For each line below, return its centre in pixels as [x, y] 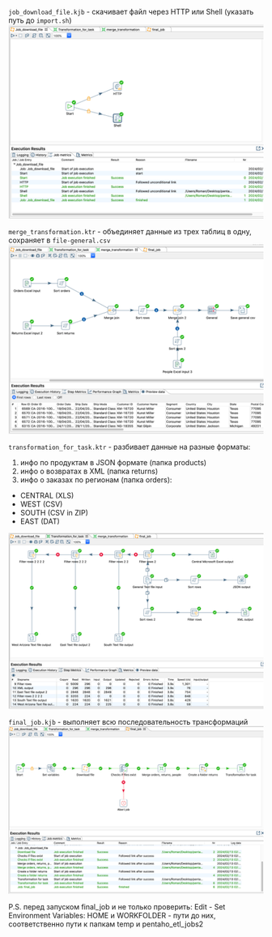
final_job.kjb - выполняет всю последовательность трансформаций [128, 722]
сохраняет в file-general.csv [59, 240]
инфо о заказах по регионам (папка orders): [96, 479]
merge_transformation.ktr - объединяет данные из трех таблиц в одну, [130, 231]
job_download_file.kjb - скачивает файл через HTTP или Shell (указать [131, 12]
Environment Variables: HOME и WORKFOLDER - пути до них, [112, 915]
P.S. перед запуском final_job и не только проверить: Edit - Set [117, 906]
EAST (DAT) [40, 521]
